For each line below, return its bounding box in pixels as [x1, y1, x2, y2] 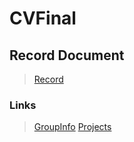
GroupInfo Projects [33, 121, 112, 133]
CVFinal [9, 7, 77, 30]
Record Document [9, 47, 125, 64]
